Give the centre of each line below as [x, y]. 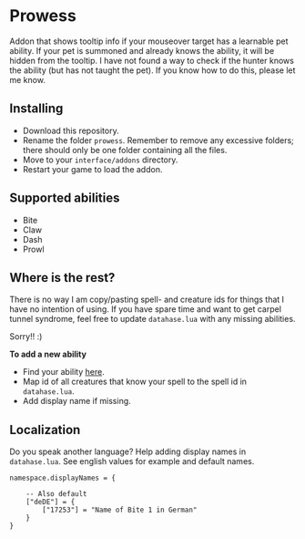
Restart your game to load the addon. [92, 169]
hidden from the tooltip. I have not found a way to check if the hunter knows [152, 60]
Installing [36, 109]
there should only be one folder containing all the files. [125, 150]
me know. [27, 79]
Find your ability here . [63, 372]
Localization [45, 430]
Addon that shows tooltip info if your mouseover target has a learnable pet [149, 41]
